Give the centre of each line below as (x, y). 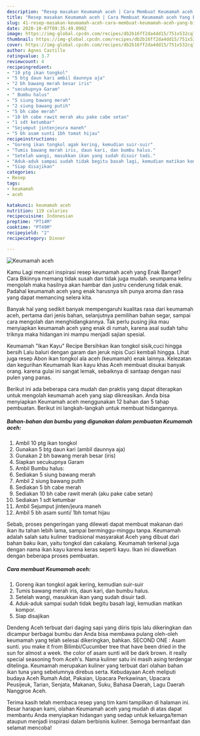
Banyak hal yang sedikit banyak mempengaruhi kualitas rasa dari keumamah (100, 309)
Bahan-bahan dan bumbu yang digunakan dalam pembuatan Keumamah (100, 422)
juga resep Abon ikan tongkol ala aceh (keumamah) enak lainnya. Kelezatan (99, 358)
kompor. (26, 609)
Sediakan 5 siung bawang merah (55, 475)
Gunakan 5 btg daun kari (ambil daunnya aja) (70, 449)
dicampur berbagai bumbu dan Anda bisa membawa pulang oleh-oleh (93, 634)
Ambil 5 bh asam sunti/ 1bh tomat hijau (63, 512)
